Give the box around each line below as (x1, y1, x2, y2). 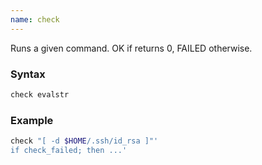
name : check (10, 14, 60, 25)
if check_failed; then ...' (10, 145, 128, 155)
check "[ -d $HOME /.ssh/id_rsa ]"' (10, 136, 159, 146)
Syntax (10, 67, 46, 81)
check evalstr (10, 89, 70, 100)
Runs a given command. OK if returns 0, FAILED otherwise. (10, 42, 253, 54)
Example (10, 113, 54, 127)
